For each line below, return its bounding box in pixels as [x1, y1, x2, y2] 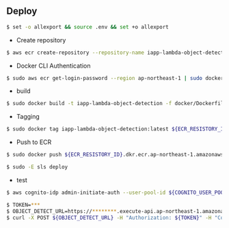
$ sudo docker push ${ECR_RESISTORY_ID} [6, 152, 124, 158]
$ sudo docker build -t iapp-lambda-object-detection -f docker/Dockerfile [6, 100, 227, 107]
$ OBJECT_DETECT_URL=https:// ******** [6, 208, 117, 214]
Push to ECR [16, 138, 52, 146]
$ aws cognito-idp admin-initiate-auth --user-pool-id [6, 189, 166, 196]
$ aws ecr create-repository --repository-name [6, 49, 145, 56]
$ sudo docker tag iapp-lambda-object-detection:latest [6, 126, 169, 132]
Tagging [16, 113, 40, 121]
